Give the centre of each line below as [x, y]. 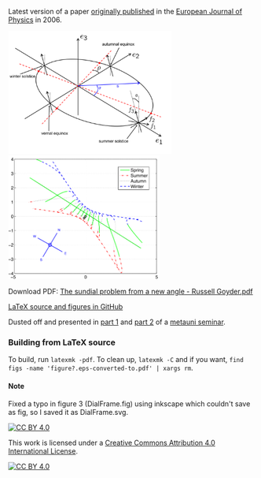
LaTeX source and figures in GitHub [66, 306]
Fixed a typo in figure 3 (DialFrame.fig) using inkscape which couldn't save [129, 403]
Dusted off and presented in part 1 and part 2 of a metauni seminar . [117, 322]
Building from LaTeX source [62, 342]
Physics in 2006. [35, 20]
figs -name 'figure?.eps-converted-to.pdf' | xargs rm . [101, 368]
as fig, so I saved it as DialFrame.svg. [68, 412]
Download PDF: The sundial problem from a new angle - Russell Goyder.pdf [130, 291]
